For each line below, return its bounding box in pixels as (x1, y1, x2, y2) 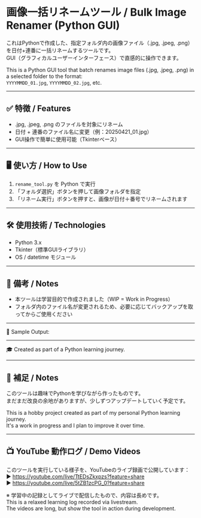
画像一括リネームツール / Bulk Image (6, 5, 187, 19)
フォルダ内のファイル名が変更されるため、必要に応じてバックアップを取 (14, 303, 193, 310)
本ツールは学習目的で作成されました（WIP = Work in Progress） (14, 295, 173, 303)
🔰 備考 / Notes (6, 279, 59, 289)
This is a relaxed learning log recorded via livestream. (6, 498, 138, 505)
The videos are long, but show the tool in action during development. (6, 505, 176, 512)
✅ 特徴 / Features (6, 103, 71, 114)
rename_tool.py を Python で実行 (14, 180, 96, 187)
